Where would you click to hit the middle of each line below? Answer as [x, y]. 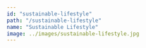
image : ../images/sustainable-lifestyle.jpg [73, 34]
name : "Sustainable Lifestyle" [53, 27]
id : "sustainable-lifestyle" [49, 14]
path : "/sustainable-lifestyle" [54, 20]
